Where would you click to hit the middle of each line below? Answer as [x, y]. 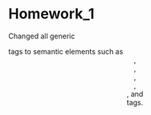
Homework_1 [51, 14]
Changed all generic [42, 36]
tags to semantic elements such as [66, 51]
